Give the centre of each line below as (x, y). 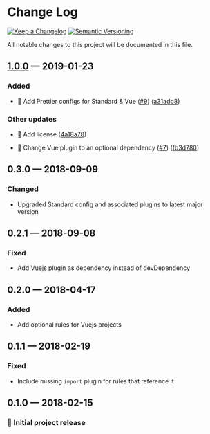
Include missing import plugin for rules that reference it (95, 381)
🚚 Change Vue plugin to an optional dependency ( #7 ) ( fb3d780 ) (108, 147)
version (28, 211)
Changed (23, 189)
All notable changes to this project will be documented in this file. (100, 44)
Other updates (32, 119)
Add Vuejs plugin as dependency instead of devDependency (104, 268)
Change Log (42, 12)
